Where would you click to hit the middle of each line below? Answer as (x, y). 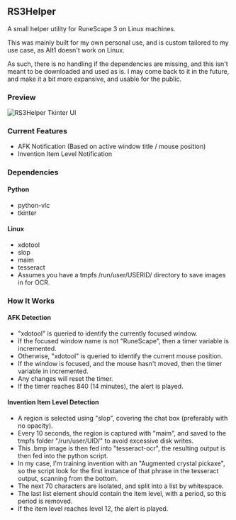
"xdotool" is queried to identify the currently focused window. (107, 333)
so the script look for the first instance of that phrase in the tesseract (118, 471)
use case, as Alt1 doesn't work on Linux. (66, 50)
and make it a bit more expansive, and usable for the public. (95, 79)
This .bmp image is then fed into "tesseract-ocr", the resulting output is (121, 448)
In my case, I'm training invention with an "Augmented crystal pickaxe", (121, 463)
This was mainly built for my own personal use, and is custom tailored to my (118, 43)
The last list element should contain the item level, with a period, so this (122, 494)
